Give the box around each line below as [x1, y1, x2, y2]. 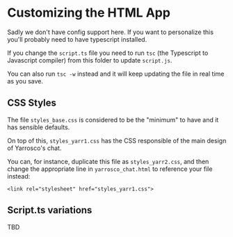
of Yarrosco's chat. [7, 144, 62, 152]
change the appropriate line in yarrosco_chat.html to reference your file [7, 165, 213, 173]
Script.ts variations [7, 204, 93, 216]
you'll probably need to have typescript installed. [7, 35, 147, 43]
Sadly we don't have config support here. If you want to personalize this [7, 28, 214, 36]
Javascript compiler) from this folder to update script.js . [7, 56, 172, 64]
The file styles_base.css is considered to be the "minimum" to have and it [7, 115, 219, 124]
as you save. [7, 76, 44, 85]
